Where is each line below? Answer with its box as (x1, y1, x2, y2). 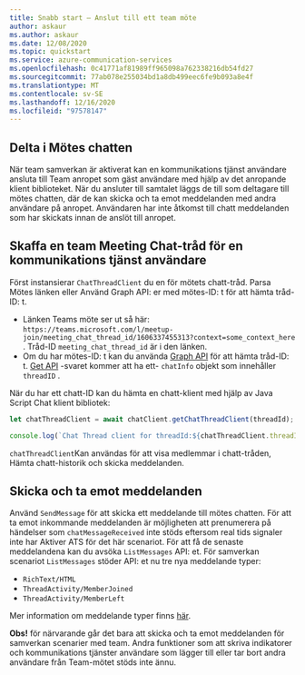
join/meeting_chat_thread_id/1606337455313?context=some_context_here (22, 333, 296, 342)
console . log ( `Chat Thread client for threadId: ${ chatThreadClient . (9, 431, 271, 441)
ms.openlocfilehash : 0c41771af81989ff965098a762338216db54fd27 (9, 65, 254, 74)
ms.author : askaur (9, 30, 79, 39)
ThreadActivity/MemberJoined (22, 585, 133, 594)
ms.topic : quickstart (9, 47, 92, 56)
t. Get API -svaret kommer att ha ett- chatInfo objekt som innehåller (22, 360, 277, 371)
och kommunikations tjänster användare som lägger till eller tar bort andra (9, 647, 286, 659)
